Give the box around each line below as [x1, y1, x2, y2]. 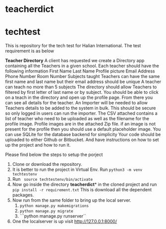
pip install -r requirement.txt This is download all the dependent [12, 187, 152, 193]
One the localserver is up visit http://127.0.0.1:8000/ [12, 219, 117, 225]
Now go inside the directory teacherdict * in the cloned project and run [12, 181, 157, 187]
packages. [12, 192, 34, 198]
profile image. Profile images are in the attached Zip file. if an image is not [5, 121, 156, 127]
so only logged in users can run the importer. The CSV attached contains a [5, 110, 158, 116]
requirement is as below [5, 48, 55, 54]
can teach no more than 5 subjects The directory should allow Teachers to [5, 84, 157, 90]
